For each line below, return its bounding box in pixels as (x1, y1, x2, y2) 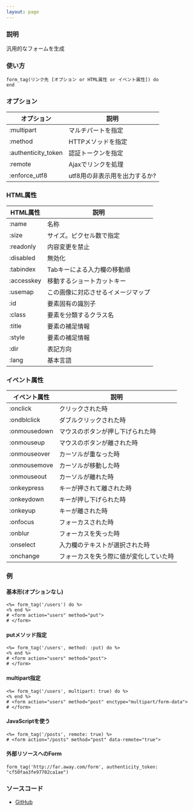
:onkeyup (9, 507, 36, 515)
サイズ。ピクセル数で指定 (47, 231, 120, 240)
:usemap (9, 287, 34, 296)
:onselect (9, 540, 36, 549)
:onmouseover (9, 450, 50, 458)
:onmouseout (9, 473, 47, 481)
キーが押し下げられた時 (59, 496, 126, 504)
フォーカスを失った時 (59, 530, 120, 538)
